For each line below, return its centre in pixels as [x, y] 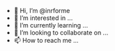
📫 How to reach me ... [46, 40]
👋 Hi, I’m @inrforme [42, 11]
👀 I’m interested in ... [43, 18]
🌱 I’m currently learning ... [51, 25]
